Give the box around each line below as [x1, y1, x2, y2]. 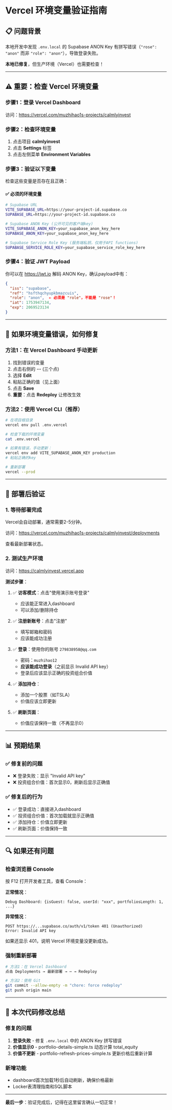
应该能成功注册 [20, 635, 52, 641]
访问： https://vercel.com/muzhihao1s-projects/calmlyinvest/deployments [5, 530, 160, 536]
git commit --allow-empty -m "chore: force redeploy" [5, 983, 123, 988]
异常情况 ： [5, 914, 28, 920]
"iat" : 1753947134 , [10, 300, 52, 305]
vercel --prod [5, 469, 36, 475]
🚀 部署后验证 [5, 489, 45, 499]
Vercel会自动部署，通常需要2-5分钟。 [5, 519, 84, 525]
